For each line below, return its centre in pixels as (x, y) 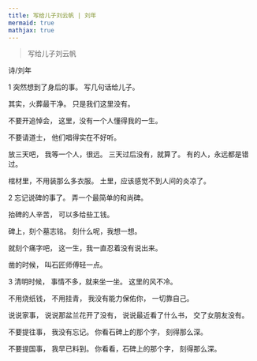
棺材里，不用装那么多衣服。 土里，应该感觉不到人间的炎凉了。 (109, 181)
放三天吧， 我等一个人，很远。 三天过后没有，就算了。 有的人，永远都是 (125, 154)
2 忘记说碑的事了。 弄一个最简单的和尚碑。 (78, 197)
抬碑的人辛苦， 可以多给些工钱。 (61, 215)
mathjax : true (32, 30)
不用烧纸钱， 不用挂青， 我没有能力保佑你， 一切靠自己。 (101, 299)
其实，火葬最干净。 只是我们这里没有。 (71, 104)
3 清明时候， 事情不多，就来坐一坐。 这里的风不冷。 (93, 282)
